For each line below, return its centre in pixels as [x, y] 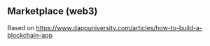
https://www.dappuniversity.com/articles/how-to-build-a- [119, 27]
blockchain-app [30, 35]
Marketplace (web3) [52, 11]
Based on [21, 27]
